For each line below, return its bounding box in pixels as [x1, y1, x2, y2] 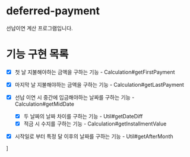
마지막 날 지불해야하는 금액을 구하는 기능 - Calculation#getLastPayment [14, 81, 184, 88]
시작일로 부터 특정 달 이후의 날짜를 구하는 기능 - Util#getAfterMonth [14, 133, 173, 140]
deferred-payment [6, 4, 100, 18]
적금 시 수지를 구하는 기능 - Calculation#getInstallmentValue [23, 120, 167, 127]
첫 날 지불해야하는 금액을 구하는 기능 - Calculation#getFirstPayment [14, 68, 175, 76]
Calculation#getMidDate [14, 101, 74, 108]
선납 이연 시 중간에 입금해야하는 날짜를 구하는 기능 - [14, 94, 135, 101]
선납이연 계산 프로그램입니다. [6, 24, 73, 32]
